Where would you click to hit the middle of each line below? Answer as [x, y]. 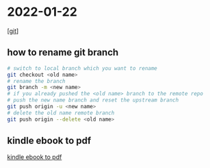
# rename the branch [37, 81]
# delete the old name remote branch [61, 113]
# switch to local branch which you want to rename [82, 68]
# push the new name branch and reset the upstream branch [93, 100]
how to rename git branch [63, 52]
